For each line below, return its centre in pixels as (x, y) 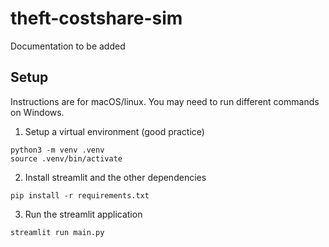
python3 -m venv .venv (57, 150)
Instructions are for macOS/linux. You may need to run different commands (165, 101)
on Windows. (37, 112)
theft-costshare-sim (96, 18)
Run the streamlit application (83, 214)
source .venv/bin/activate (66, 158)
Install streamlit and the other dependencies (115, 177)
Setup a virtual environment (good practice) (114, 131)
